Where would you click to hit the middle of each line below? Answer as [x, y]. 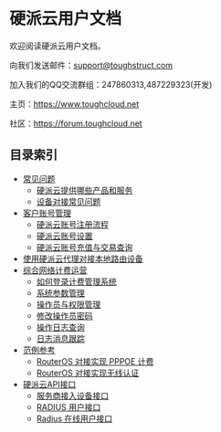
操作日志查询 [60, 327]
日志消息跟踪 [60, 338]
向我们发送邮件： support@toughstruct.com [91, 65]
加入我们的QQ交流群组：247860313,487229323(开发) [111, 84]
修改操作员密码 [64, 315]
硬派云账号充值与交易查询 [84, 247]
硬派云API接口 [49, 384]
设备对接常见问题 [68, 201]
